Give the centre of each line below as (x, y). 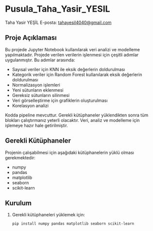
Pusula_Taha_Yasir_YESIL (58, 9)
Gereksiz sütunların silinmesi (41, 95)
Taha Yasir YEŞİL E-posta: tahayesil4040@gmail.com (58, 22)
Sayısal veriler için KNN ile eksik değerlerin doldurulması (68, 69)
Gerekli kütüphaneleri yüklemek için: (48, 215)
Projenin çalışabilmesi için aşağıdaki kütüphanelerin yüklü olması (70, 153)
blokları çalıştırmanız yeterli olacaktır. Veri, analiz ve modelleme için (72, 120)
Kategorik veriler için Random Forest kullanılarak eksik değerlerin (77, 75)
